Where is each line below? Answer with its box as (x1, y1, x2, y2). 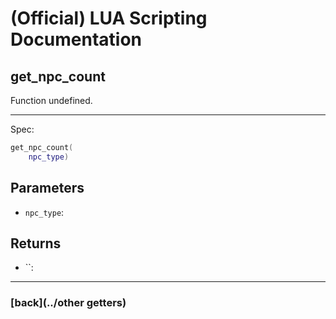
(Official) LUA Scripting (10, 7, 208, 30)
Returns (10, 235, 62, 252)
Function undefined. (10, 95, 93, 106)
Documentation (10, 28, 143, 51)
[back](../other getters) (10, 296, 127, 310)
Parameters (10, 180, 85, 197)
